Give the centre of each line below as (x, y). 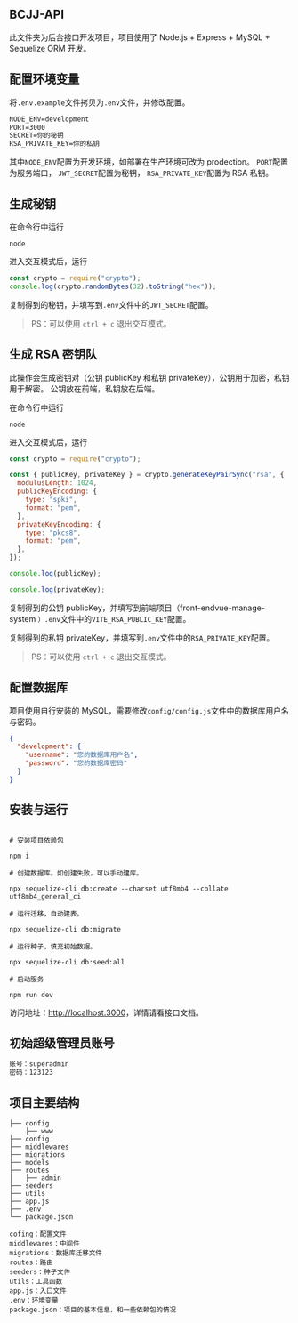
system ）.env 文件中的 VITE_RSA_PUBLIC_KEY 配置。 (100, 618)
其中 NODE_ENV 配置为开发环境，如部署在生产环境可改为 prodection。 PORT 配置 (149, 162)
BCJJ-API (37, 15)
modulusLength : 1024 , (57, 483)
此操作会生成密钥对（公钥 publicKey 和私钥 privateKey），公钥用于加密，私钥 (149, 377)
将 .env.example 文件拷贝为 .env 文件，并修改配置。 (100, 102)
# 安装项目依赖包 (36, 840)
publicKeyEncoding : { (57, 492)
